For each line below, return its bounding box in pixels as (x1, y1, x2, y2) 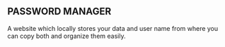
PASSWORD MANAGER (7, 6, 112, 18)
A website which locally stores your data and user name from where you (7, 24, 219, 32)
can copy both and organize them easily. (7, 32, 126, 40)
